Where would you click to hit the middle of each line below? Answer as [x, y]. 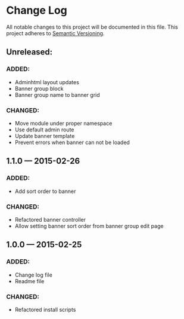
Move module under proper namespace [63, 123]
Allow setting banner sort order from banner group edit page [89, 226]
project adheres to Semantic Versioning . [55, 33]
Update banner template [45, 136]
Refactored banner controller [50, 219]
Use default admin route [44, 130]
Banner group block [39, 88]
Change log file [33, 275]
